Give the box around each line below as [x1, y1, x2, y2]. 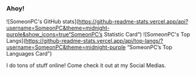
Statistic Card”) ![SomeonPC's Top [104, 31, 191, 38]
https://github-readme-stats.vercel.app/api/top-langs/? [25, 37, 164, 45]
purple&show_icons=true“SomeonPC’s [6, 31, 103, 38]
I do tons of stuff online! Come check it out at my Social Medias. [6, 62, 166, 69]
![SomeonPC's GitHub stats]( [6, 18, 79, 25]
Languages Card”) [6, 50, 52, 57]
